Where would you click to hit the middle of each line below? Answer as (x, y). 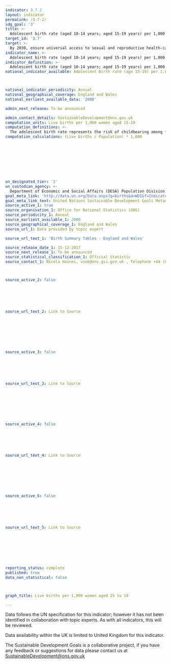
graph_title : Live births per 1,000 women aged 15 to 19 (67, 596)
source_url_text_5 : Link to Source (43, 528)
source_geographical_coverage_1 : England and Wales (61, 224)
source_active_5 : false (31, 496)
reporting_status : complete (35, 568)
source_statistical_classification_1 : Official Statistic (68, 257)
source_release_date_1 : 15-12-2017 (43, 248)
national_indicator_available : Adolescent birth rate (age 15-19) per (82, 72)
